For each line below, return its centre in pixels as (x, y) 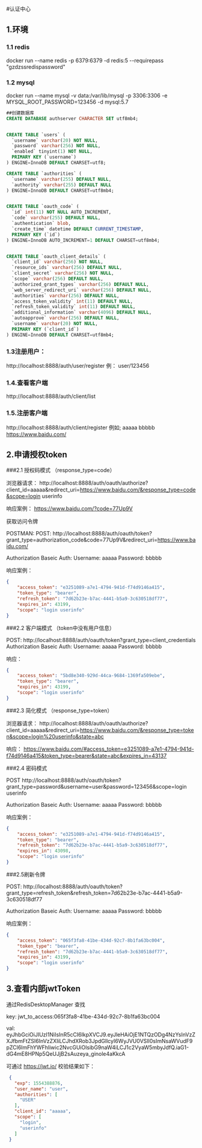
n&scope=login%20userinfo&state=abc (55, 736)
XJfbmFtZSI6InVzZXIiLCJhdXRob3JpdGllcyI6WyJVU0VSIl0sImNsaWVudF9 (99, 1041)
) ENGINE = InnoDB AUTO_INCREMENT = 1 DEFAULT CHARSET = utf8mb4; (83, 240)
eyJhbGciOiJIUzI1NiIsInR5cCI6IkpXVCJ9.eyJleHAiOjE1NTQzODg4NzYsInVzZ (101, 1034)
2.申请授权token (37, 455)
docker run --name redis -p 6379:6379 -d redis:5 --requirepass (85, 60)
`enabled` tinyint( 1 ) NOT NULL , (52, 152)
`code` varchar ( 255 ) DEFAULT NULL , (56, 218)
